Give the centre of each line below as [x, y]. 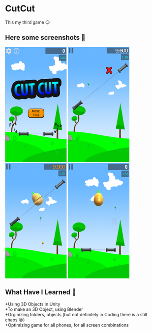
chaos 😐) [15, 320]
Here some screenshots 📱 [46, 38]
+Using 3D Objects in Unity [33, 304]
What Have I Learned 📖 [41, 292]
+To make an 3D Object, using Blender [44, 309]
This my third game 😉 [28, 22]
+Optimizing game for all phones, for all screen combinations [67, 325]
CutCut [20, 9]
